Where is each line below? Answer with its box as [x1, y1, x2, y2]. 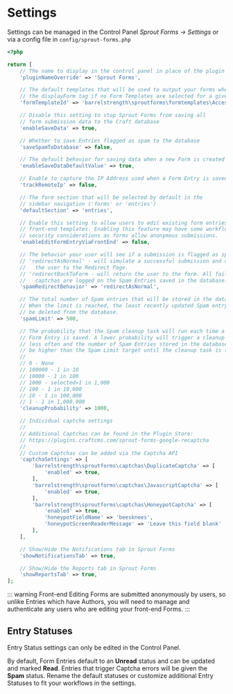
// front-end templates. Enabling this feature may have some [19, 226, 203, 233]
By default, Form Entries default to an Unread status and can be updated [7, 657, 215, 665]
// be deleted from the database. [19, 309, 119, 316]
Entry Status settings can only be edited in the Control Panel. [7, 643, 182, 652]
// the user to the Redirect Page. [19, 264, 129, 271]
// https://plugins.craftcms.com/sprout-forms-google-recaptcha [19, 436, 209, 444]
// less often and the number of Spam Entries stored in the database [19, 341, 228, 348]
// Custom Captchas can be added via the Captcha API [19, 450, 178, 456]
